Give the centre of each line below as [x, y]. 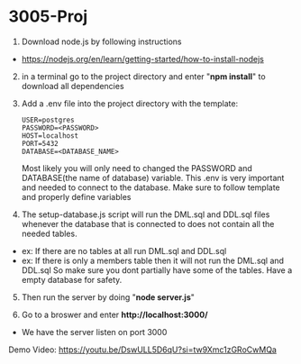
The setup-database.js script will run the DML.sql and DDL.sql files [146, 214]
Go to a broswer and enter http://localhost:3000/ [114, 314]
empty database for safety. [72, 279]
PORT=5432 [40, 143]
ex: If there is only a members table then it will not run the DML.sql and [153, 260]
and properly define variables [76, 196]
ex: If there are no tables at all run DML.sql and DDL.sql [124, 250]
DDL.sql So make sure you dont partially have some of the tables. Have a [157, 270]
